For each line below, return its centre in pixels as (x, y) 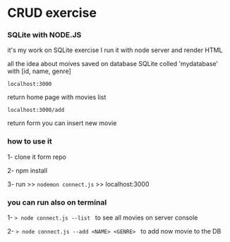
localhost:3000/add (36, 110)
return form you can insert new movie (62, 123)
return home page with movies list (57, 97)
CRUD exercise (52, 13)
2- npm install (28, 170)
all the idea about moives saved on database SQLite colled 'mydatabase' (113, 64)
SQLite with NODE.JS (44, 35)
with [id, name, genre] (40, 71)
